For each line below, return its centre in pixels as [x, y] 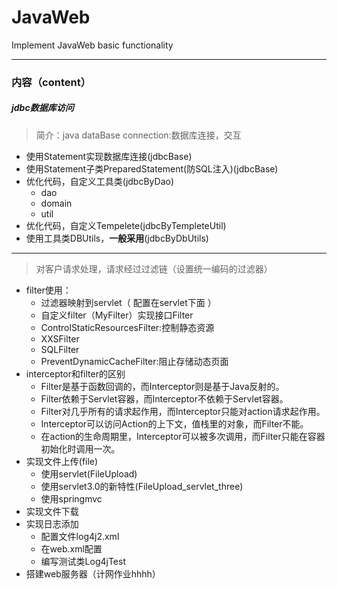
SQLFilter [60, 349]
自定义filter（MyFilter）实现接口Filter [117, 315]
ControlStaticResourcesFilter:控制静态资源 [127, 327]
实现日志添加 [52, 523]
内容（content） [51, 82]
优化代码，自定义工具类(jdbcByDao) [99, 181]
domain [56, 203]
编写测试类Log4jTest [83, 561]
